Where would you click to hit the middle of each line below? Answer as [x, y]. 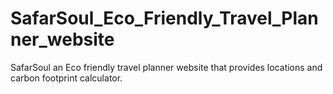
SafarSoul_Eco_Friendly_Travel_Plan [164, 18]
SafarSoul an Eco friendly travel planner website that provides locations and [166, 67]
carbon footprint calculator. [66, 78]
